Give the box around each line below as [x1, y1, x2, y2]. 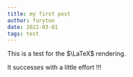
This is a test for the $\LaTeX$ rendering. [7, 49, 127, 58]
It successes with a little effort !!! [7, 63, 102, 71]
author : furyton [7, 17, 55, 24]
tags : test [7, 30, 39, 37]
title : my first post [7, 10, 71, 18]
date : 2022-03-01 [7, 23, 58, 30]
